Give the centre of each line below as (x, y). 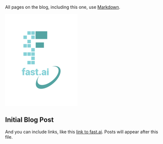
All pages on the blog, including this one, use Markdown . (63, 7)
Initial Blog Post (30, 120)
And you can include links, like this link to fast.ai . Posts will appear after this (82, 132)
